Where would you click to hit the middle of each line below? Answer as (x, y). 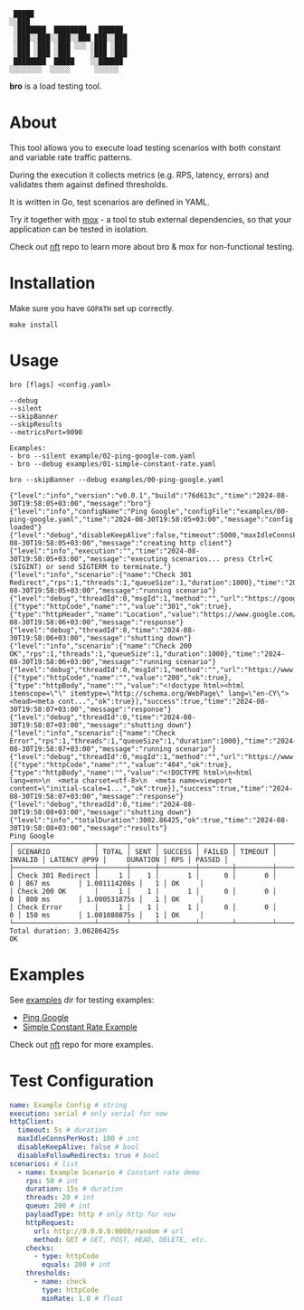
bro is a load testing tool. (56, 86)
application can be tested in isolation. (79, 229)
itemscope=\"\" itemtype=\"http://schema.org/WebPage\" (117, 693)
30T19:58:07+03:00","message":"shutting (87, 725)
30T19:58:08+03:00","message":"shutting (87, 812)
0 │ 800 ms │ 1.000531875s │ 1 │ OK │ (107, 899)
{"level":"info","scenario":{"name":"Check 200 (101, 646)
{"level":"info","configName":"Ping (78, 511)
